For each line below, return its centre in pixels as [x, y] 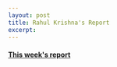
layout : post [29, 15]
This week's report [39, 55]
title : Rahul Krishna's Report [59, 23]
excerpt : [22, 30]
